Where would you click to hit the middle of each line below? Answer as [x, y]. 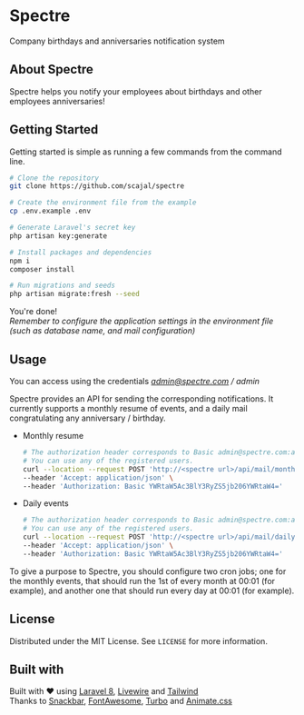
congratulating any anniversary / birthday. [88, 418]
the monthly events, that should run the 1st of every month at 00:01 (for [142, 581]
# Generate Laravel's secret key [73, 228]
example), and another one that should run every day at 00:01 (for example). [152, 591]
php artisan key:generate [58, 236]
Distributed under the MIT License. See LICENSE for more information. [138, 641]
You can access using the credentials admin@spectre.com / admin [135, 381]
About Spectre [51, 70]
